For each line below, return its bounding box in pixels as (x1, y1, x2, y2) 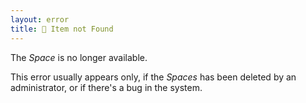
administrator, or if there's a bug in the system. (10, 81, 203, 93)
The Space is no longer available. (10, 51, 148, 63)
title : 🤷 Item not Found (10, 24, 114, 34)
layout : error (10, 14, 70, 25)
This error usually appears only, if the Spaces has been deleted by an (10, 71, 297, 83)
